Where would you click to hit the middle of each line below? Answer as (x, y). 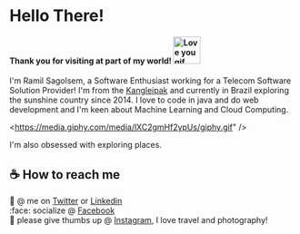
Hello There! (57, 16)
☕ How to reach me (65, 175)
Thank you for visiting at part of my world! (91, 61)
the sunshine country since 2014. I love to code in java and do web (134, 100)
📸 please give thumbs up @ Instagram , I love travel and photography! (139, 220)
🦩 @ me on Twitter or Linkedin (66, 201)
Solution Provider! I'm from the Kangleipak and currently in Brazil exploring (149, 91)
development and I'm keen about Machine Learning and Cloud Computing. (149, 110)
